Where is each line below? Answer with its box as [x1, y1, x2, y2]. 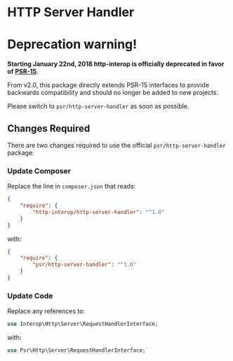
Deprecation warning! [7, 37, 138, 53]
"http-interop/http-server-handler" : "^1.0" [32, 208, 165, 215]
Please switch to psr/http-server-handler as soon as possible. [7, 102, 189, 110]
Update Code [7, 291, 53, 300]
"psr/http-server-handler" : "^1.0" [32, 261, 137, 268]
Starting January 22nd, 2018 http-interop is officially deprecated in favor [7, 60, 225, 68]
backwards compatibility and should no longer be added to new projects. [7, 89, 219, 97]
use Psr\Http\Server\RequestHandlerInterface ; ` [7, 347, 149, 354]
